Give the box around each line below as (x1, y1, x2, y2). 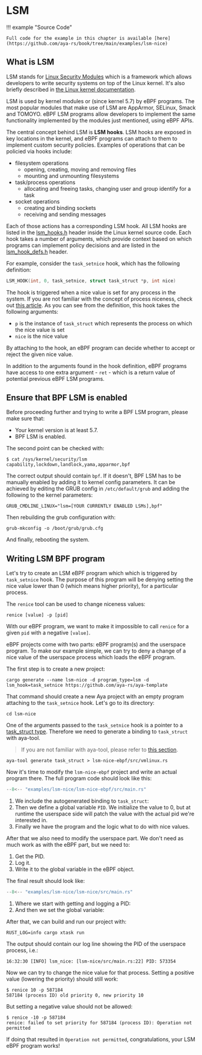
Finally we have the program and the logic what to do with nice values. (14, 823, 190, 830)
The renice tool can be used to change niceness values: (6, 601, 145, 608)
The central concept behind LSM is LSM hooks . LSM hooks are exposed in (6, 128, 192, 136)
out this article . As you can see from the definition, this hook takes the (6, 301, 180, 308)
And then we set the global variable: (14, 907, 105, 913)
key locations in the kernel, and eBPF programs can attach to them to (6, 135, 177, 142)
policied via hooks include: (6, 147, 73, 155)
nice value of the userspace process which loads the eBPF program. (6, 654, 176, 661)
